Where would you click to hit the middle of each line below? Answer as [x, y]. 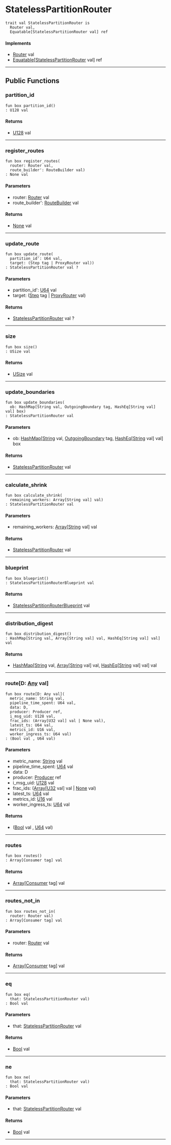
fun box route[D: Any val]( [35, 694]
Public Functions [32, 81]
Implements [18, 43]
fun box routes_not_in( [31, 911]
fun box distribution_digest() [38, 634]
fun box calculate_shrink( [34, 495]
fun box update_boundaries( [35, 403]
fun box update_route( [29, 254]
